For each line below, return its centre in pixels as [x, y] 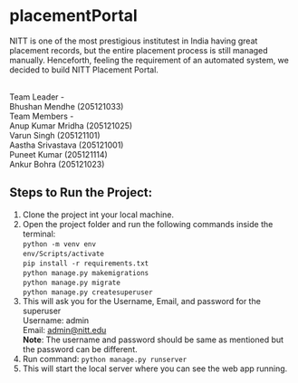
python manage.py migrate [71, 282]
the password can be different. [80, 349]
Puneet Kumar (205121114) [59, 154]
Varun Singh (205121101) [55, 135]
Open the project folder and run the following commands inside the [148, 224]
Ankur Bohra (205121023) [57, 164]
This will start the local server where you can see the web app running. [155, 369]
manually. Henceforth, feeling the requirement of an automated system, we [149, 60]
